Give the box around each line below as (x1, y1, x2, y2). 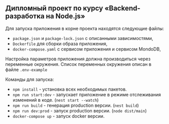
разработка (5, 12, 45, 21)
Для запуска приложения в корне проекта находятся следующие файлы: (5, 25, 164, 31)
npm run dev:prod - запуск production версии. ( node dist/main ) (12, 107, 147, 113)
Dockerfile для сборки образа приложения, (12, 40, 108, 47)
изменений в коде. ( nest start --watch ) (12, 97, 99, 103)
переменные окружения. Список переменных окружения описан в (5, 61, 152, 67)
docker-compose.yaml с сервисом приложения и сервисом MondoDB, (12, 46, 161, 52)
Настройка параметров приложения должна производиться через (5, 56, 151, 62)
